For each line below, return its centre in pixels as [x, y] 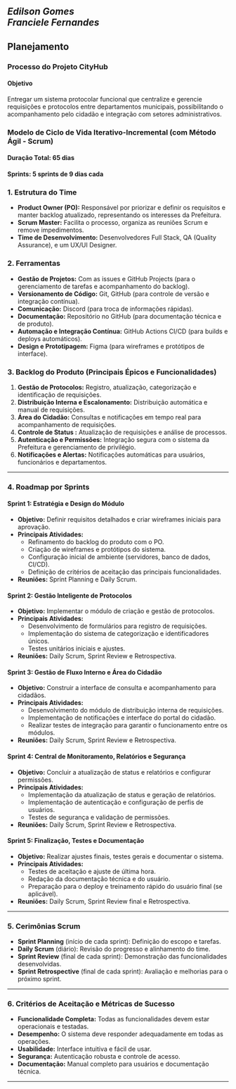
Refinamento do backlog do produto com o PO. [96, 542]
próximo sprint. [39, 979]
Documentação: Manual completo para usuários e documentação [113, 1064]
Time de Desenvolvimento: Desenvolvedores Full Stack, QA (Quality [117, 238]
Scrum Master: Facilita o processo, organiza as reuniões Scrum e [113, 223]
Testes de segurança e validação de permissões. [99, 817]
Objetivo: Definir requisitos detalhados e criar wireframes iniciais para [119, 519]
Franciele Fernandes [53, 23]
